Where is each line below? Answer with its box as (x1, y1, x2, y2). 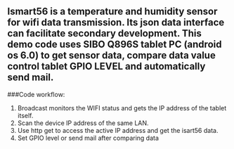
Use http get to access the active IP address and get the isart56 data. (17, 126, 219, 134)
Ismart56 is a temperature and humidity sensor (7, 6, 218, 18)
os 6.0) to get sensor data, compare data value (7, 49, 216, 62)
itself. (17, 111, 34, 119)
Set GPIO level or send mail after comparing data (17, 134, 160, 142)
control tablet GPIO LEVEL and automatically (7, 60, 206, 72)
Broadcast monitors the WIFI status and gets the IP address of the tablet (17, 103, 227, 112)
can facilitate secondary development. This (7, 27, 202, 39)
